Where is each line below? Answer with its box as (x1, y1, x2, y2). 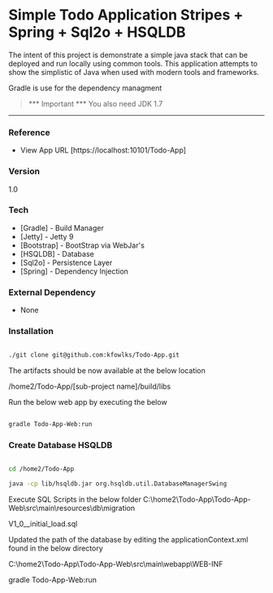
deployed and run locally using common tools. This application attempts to (8, 59, 258, 68)
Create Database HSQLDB (8, 440, 113, 451)
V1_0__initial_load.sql (8, 519, 78, 529)
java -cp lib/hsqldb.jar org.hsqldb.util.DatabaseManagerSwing (8, 480, 227, 488)
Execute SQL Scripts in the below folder (8, 494, 142, 504)
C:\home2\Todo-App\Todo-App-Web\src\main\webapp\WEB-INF (8, 560, 223, 569)
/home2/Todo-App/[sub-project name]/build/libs (8, 381, 171, 392)
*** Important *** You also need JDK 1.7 (28, 99, 163, 108)
